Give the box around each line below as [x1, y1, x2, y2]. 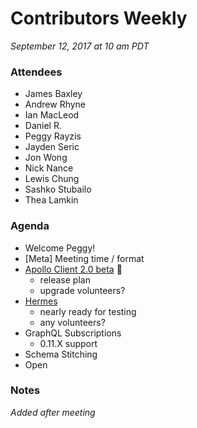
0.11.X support [39, 337, 98, 349]
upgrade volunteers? [39, 284, 126, 296]
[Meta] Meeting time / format [24, 252, 145, 264]
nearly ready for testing [39, 305, 137, 317]
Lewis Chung [24, 173, 80, 185]
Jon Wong [24, 152, 68, 164]
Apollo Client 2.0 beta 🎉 [24, 263, 123, 275]
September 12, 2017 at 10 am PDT [10, 40, 150, 52]
